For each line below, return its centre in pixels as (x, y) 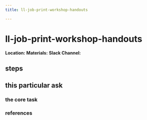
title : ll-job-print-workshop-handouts (47, 10)
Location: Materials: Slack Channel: (43, 52)
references (19, 113)
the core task (21, 99)
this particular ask (34, 85)
